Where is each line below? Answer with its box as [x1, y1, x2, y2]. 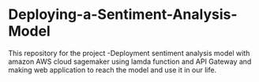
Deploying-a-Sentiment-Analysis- [8, 6, 238, 24]
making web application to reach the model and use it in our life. [8, 65, 217, 74]
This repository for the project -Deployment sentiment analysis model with [8, 48, 250, 58]
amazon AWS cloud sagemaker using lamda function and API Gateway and [8, 57, 252, 66]
